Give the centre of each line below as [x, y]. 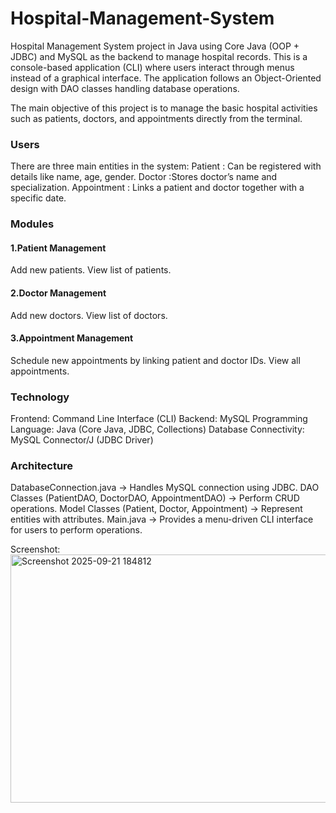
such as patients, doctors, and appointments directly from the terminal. [156, 118]
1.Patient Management [58, 248]
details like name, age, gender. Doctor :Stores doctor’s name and [144, 177]
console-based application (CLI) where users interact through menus [152, 67]
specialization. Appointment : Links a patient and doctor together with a [157, 188]
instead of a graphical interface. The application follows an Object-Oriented [166, 78]
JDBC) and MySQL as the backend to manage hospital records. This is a [159, 56]
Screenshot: [35, 549]
